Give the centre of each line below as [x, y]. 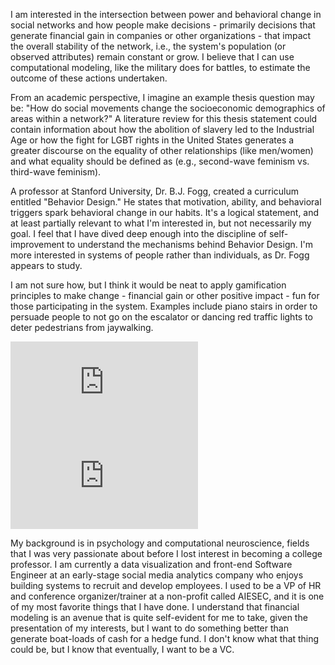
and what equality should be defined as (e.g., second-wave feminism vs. [160, 161]
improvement [37, 244]
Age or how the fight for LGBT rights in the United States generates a [152, 140]
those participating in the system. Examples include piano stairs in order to [164, 306]
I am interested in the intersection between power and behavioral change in [166, 14]
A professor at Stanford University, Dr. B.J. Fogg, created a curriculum [155, 191]
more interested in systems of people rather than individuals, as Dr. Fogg [160, 255]
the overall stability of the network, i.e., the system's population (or [148, 46]
